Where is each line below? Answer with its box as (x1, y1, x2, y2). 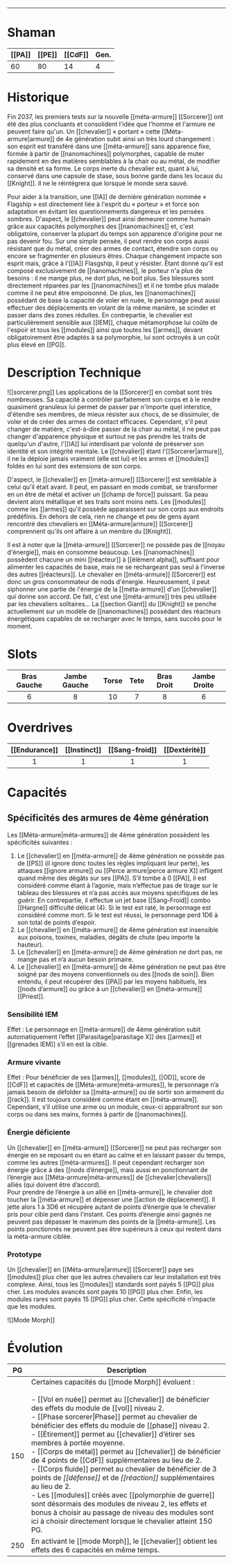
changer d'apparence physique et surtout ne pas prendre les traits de (7, 432, 206, 441)
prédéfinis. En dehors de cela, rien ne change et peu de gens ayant (7, 512, 200, 521)
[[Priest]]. (17, 992, 45, 1000)
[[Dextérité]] (163, 745, 206, 755)
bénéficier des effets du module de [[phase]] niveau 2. (31, 1421, 210, 1430)
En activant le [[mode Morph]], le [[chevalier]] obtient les (31, 1536, 218, 1546)
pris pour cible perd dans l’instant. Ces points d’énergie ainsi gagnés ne (7, 1210, 212, 1218)
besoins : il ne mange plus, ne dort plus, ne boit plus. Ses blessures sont (7, 274, 214, 282)
